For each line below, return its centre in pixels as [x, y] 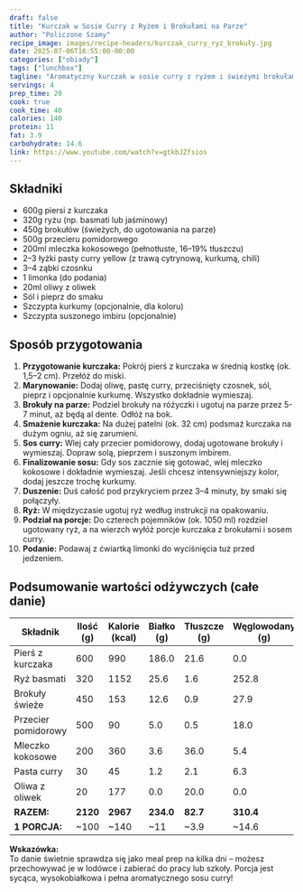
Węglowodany [264, 626]
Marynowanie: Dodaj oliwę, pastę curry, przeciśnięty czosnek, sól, [147, 386]
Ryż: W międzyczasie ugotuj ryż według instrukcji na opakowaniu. [145, 511]
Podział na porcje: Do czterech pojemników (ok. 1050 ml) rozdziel [145, 520]
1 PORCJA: [38, 827]
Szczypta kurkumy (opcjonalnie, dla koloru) [103, 306]
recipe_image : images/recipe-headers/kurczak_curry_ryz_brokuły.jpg [141, 43]
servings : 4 [32, 85]
